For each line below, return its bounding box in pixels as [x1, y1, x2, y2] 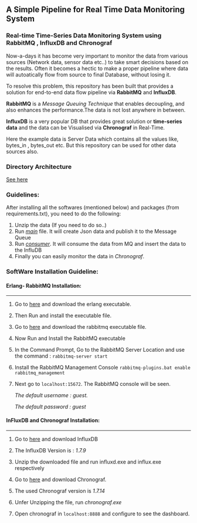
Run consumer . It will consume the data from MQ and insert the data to [14, 241, 186, 248]
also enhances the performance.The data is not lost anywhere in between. [6, 106, 186, 114]
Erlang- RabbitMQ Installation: [6, 282, 82, 289]
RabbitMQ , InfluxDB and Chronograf [6, 39, 113, 47]
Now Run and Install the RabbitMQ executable [14, 335, 126, 342]
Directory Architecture [6, 162, 72, 171]
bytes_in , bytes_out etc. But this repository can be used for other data [6, 141, 176, 149]
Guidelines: [6, 191, 40, 199]
